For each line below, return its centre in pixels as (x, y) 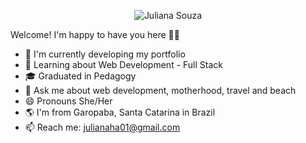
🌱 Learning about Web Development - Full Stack (123, 64)
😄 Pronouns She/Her (68, 101)
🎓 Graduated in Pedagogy (80, 76)
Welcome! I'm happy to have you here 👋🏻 (95, 34)
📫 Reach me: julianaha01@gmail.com (102, 127)
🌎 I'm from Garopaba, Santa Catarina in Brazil (120, 112)
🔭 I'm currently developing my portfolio (105, 54)
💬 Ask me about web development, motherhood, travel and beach (160, 90)
